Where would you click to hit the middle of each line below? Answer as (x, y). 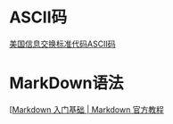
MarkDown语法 (66, 83)
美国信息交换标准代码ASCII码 (62, 44)
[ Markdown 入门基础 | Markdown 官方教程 (87, 109)
